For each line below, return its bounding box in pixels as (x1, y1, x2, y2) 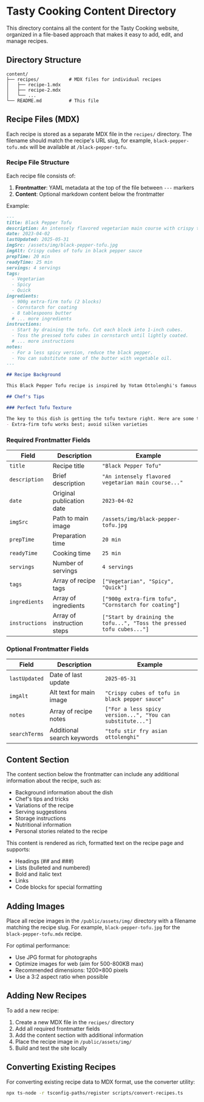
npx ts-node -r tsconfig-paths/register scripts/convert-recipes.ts (6, 1090, 183, 1096)
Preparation (52, 532, 86, 540)
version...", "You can (105, 712, 171, 718)
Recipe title (52, 462, 85, 470)
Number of (52, 559, 84, 568)
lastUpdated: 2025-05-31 (6, 236, 69, 243)
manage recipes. (6, 37, 49, 44)
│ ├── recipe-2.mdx (6, 87, 61, 93)
